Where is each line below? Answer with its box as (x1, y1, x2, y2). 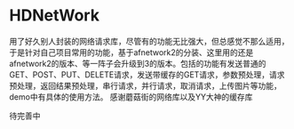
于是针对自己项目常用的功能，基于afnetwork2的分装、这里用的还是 (9, 46, 254, 58)
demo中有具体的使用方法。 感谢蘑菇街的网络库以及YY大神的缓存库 (9, 91, 253, 102)
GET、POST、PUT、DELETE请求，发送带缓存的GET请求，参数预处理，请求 (9, 69, 286, 80)
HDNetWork (9, 5, 100, 26)
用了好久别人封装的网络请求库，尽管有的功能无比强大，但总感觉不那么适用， (9, 36, 290, 46)
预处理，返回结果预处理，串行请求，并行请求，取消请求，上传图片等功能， (9, 80, 282, 91)
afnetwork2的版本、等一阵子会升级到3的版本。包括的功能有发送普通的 (9, 58, 266, 69)
